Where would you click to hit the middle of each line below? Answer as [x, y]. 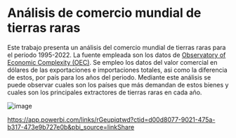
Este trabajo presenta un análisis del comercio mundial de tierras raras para [117, 47]
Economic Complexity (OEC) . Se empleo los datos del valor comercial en [112, 62]
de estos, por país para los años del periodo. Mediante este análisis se [109, 77]
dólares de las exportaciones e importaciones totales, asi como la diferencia [117, 70]
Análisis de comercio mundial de [104, 13]
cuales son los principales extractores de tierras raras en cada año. [105, 92]
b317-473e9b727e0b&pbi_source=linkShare [71, 127]
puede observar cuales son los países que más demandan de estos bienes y [118, 84]
